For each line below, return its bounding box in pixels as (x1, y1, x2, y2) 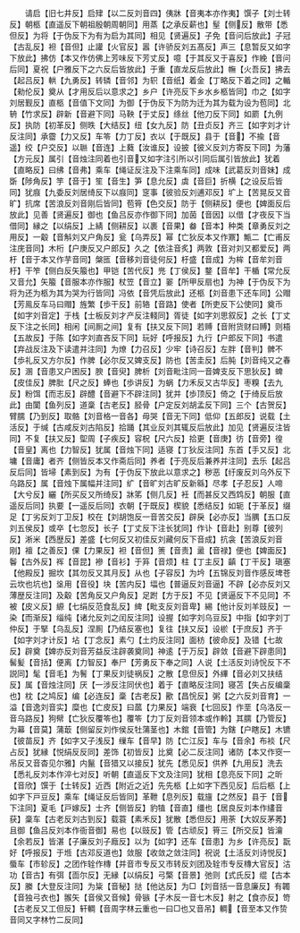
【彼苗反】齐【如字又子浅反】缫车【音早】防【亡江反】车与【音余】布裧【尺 (9, 735, 291, 746)
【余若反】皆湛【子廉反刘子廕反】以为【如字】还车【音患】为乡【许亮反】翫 (9, 836, 291, 846)
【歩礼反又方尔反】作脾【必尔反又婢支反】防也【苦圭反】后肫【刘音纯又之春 (9, 355, 291, 365)
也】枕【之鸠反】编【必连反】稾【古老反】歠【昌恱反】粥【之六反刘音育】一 (9, 690, 291, 701)
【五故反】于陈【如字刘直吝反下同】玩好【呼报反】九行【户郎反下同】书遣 (9, 332, 283, 343)
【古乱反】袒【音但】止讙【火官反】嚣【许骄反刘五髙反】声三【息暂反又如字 (9, 41, 291, 52)
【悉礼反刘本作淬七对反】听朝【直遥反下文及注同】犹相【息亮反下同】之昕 (9, 769, 283, 779)
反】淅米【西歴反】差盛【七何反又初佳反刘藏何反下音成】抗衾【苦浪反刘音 (9, 534, 283, 544)
